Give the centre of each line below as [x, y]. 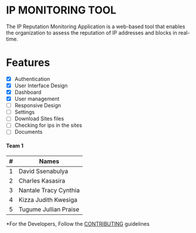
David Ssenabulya [43, 171]
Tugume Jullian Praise [49, 209]
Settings [25, 112]
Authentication [32, 79]
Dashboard [28, 92]
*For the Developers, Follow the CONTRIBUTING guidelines [78, 224]
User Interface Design [41, 85]
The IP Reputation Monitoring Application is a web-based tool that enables [96, 26]
